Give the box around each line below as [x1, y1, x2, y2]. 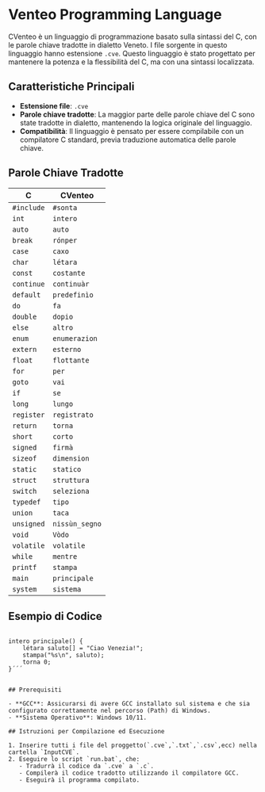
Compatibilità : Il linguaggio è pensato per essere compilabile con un [19, 126, 244, 136]
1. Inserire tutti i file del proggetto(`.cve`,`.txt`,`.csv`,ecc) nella [8, 741, 258, 750]
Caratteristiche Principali [8, 80, 135, 94]
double [12, 312, 37, 321]
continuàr [52, 279, 90, 289]
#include [12, 203, 45, 212]
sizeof [12, 453, 37, 463]
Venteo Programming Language [8, 6, 222, 24]
